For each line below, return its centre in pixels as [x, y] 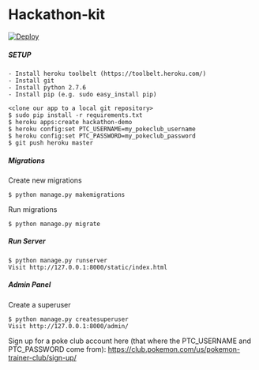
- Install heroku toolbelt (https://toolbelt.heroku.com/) [107, 74]
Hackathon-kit [56, 15]
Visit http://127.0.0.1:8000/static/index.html [88, 267]
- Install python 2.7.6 [47, 87]
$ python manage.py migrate [54, 224]
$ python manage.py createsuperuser [68, 319]
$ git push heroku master [51, 143]
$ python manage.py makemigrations [67, 194]
